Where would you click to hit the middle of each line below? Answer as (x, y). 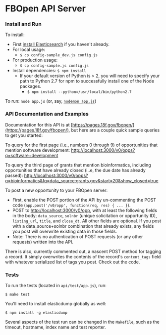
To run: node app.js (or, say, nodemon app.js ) (51, 101)
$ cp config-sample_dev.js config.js (59, 55)
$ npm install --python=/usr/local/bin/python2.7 (79, 92)
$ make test (17, 294)
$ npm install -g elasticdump (36, 313)
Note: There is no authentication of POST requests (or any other (78, 236)
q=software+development (32, 155)
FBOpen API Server (45, 9)
